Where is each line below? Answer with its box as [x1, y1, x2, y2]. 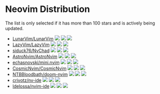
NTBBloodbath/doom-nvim [12, 71, 68, 77]
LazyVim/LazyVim [12, 41, 50, 47]
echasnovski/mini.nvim [12, 59, 60, 65]
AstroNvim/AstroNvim [12, 53, 57, 59]
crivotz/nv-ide [12, 77, 41, 83]
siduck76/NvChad [12, 47, 50, 53]
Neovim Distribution [5, 3, 90, 15]
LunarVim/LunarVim [12, 35, 54, 41]
